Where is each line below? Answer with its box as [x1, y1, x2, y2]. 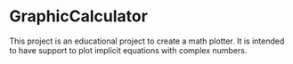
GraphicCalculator [9, 6, 149, 27]
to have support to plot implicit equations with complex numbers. [9, 44, 248, 55]
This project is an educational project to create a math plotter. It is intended [9, 36, 285, 46]
